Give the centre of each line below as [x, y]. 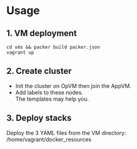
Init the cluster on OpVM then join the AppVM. [73, 85]
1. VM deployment [41, 33]
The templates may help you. [52, 99]
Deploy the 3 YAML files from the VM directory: [66, 133]
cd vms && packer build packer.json [53, 47]
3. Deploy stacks [39, 118]
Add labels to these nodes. [49, 92]
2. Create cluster [39, 71]
